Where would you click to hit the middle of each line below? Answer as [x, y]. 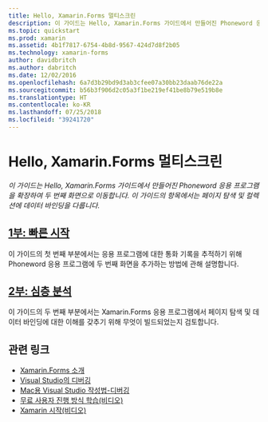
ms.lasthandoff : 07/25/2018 [55, 113]
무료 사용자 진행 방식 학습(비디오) [71, 400]
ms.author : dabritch [43, 68]
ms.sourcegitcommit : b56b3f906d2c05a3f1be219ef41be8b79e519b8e [116, 90]
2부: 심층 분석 [40, 291]
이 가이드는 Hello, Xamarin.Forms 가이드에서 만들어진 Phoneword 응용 [120, 185]
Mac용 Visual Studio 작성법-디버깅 [75, 390]
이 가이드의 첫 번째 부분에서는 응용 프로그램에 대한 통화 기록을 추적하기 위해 [125, 253]
